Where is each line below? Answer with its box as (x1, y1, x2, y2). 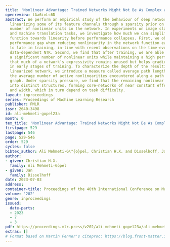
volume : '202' (5, 191, 35, 196)
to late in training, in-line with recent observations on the (10, 45, 146, 50)
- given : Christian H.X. (5, 158, 58, 163)
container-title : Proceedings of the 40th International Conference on (5, 187, 159, 192)
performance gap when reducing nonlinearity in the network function (10, 41, 159, 46)
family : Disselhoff (10, 172, 51, 178)
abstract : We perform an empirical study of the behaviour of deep (5, 17, 151, 22)
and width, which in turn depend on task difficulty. (10, 87, 125, 93)
